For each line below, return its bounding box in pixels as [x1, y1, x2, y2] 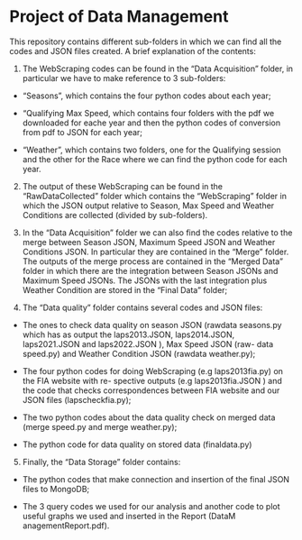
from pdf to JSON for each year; [22, 126, 142, 137]
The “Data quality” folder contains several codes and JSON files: [22, 302, 263, 313]
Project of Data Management [9, 6, 229, 27]
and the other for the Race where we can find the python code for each [22, 153, 288, 164]
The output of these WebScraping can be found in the [22, 180, 224, 191]
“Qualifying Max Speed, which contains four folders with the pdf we [22, 107, 275, 118]
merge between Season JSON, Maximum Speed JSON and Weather [22, 236, 276, 247]
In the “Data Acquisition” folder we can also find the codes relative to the [22, 227, 293, 238]
